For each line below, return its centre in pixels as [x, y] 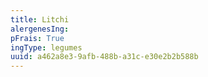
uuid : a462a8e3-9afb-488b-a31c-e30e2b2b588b [104, 57]
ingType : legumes [46, 47]
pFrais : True [37, 38]
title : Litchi [40, 19]
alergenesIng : [40, 29]
